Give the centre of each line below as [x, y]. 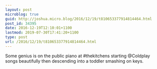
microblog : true [22, 14]
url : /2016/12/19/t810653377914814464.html [51, 42]
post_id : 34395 [21, 23]
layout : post [19, 10]
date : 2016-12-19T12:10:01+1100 [39, 28]
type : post [16, 37]
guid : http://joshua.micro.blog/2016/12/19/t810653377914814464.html [79, 19]
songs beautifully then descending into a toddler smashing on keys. [75, 61]
